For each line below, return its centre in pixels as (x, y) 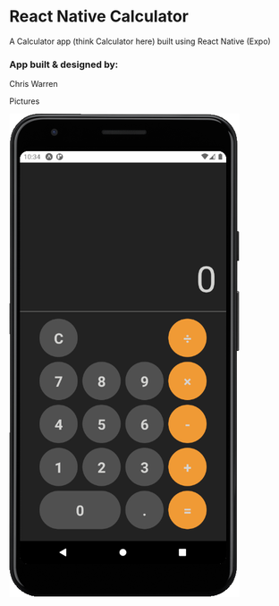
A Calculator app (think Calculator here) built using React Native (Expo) (140, 41)
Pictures (25, 101)
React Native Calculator (99, 17)
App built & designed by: (64, 64)
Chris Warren (34, 84)
